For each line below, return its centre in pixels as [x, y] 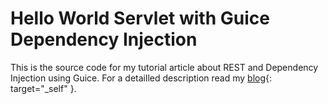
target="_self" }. [43, 88]
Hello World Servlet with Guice [140, 18]
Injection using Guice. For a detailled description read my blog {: [141, 78]
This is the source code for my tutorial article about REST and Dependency [164, 67]
